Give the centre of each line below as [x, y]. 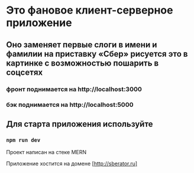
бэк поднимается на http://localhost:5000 [70, 105]
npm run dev [23, 140]
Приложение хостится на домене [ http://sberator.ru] [72, 164]
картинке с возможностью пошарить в [83, 63]
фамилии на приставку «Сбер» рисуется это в [97, 54]
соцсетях [25, 72]
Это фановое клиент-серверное [90, 10]
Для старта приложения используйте [80, 124]
